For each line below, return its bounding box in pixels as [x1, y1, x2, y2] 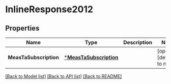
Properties [5, 24, 40, 33]
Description [123, 39, 153, 46]
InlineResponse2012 [5, 4, 93, 15]
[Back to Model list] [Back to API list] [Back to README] [5, 73, 122, 79]
